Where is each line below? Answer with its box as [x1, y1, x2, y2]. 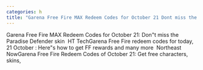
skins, [6, 57, 21, 64]
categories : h [6, 8, 43, 15]
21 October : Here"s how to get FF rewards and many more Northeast [6, 43, 182, 51]
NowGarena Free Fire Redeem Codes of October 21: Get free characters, [6, 50, 188, 57]
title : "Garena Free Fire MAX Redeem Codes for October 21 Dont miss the [6, 14, 198, 21]
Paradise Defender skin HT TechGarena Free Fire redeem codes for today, [6, 37, 194, 45]
